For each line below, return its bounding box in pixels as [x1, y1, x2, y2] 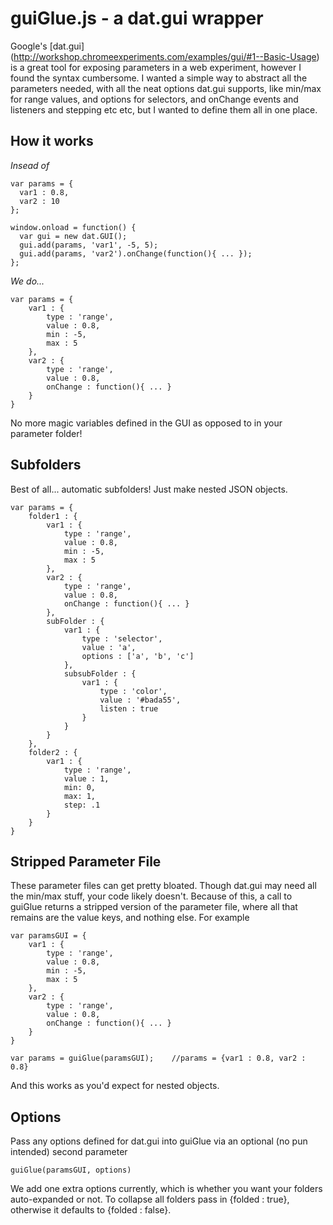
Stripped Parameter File [10, 853, 162, 870]
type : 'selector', [81, 633, 163, 644]
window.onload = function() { [10, 222, 137, 232]
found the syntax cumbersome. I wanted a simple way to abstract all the [10, 72, 308, 84]
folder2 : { [28, 747, 78, 757]
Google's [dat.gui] [10, 40, 85, 52]
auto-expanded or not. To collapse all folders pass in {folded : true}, [10, 1193, 290, 1206]
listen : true [99, 703, 159, 714]
